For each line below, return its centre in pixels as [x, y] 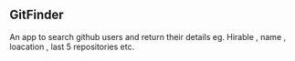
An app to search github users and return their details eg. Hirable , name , [148, 36]
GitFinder [37, 15]
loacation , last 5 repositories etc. [72, 46]
